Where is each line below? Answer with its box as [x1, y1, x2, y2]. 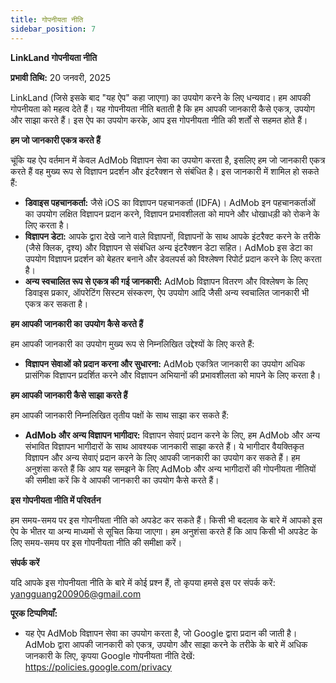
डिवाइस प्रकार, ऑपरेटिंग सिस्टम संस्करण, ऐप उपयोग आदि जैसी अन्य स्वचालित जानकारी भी [24, 286, 310, 298]
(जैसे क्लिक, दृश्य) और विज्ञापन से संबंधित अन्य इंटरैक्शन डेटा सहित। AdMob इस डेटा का [24, 241, 313, 253]
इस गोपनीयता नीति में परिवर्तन [10, 494, 102, 506]
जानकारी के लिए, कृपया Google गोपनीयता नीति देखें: [24, 649, 195, 661]
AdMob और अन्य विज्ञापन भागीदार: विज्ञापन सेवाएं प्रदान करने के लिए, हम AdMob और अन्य [24, 429, 320, 441]
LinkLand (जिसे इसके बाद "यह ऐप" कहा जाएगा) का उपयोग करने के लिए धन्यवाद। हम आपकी [10, 91, 311, 103]
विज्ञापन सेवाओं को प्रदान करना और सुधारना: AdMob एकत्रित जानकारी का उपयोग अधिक [24, 357, 305, 370]
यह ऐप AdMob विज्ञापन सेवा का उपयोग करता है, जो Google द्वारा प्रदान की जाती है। [24, 627, 298, 639]
